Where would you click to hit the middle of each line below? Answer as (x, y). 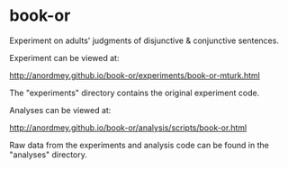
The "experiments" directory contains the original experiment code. (135, 93)
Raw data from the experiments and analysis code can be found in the (139, 145)
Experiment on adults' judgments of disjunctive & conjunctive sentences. (144, 40)
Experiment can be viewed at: (64, 58)
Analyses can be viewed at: (60, 110)
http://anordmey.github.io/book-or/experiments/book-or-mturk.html (135, 75)
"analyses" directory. (49, 155)
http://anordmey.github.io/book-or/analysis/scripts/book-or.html (128, 128)
